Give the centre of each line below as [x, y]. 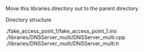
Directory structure [29, 20]
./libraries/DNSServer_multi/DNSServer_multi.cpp [66, 37]
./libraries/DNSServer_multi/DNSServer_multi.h [62, 44]
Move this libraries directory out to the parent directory [72, 8]
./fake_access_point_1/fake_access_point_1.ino [61, 31]
